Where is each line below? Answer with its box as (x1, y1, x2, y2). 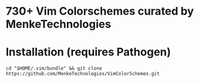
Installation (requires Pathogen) (6, 45, 171, 59)
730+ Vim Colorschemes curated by (6, 4, 194, 18)
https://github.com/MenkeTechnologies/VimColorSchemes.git (6, 71, 160, 77)
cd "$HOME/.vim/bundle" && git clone (6, 65, 102, 71)
